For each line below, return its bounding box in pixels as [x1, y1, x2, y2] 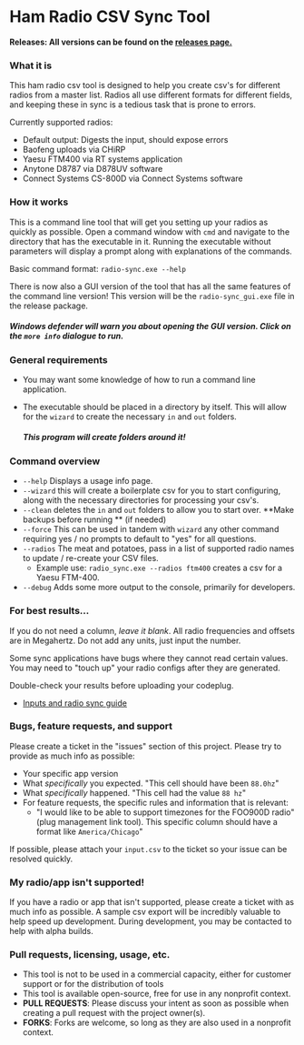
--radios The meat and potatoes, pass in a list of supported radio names [22, 543, 295, 554]
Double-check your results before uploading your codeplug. [9, 679, 234, 690]
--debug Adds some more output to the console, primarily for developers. [22, 582, 296, 593]
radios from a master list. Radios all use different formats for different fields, [9, 89, 293, 101]
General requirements [9, 353, 109, 366]
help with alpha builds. [9, 926, 93, 937]
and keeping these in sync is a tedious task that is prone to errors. [9, 99, 257, 110]
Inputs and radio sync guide [22, 698, 127, 708]
